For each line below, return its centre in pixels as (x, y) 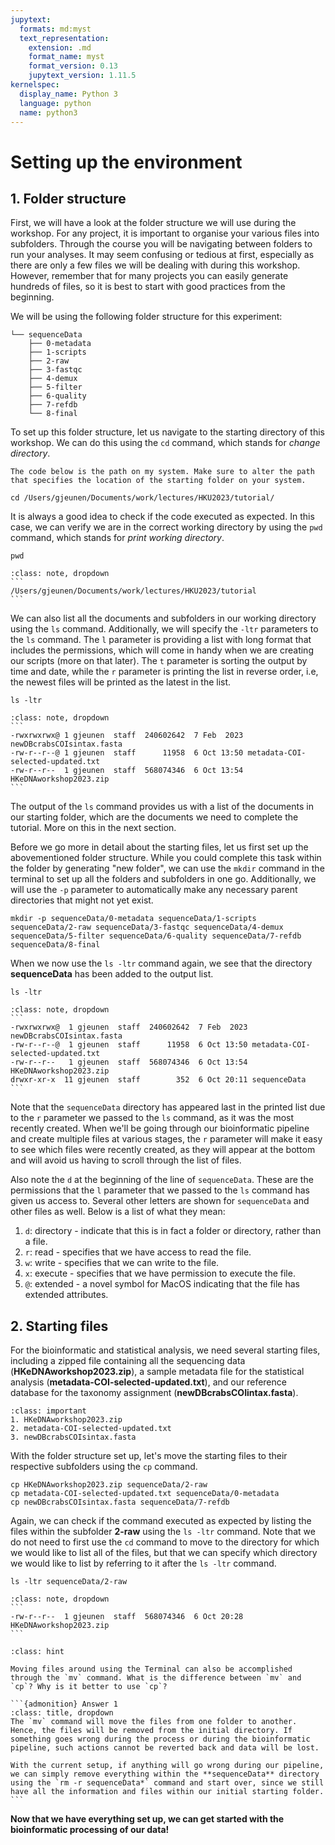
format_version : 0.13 (73, 66)
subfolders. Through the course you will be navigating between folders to (161, 244)
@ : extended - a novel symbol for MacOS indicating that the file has (162, 1284)
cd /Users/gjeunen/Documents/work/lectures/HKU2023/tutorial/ (142, 498)
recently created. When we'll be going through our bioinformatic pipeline (160, 1128)
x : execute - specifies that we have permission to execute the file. (160, 1273)
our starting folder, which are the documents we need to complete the (154, 817)
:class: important (48, 1411)
